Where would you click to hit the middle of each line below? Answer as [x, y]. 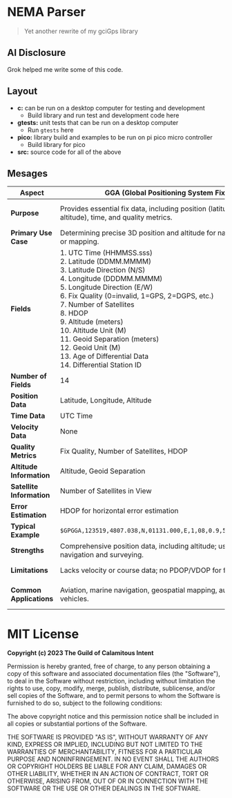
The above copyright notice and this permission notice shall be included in [113, 717]
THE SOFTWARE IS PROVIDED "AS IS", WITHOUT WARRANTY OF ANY [108, 737]
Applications [32, 599]
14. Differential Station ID [101, 365]
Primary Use [32, 233]
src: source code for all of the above [69, 152]
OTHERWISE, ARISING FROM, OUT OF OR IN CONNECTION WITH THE [108, 781]
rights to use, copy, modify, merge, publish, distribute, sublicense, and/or [111, 688]
